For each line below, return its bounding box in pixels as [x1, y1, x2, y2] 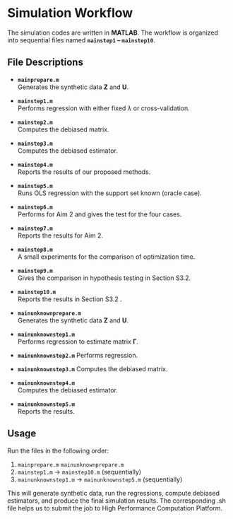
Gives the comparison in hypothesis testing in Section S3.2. [17, 274, 191, 282]
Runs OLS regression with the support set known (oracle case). [17, 189, 203, 197]
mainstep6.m [17, 204, 53, 211]
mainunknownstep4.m [17, 380, 76, 387]
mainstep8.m [17, 246, 53, 253]
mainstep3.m [17, 140, 53, 147]
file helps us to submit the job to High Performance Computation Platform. [7, 503, 223, 512]
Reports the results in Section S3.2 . [17, 295, 122, 303]
